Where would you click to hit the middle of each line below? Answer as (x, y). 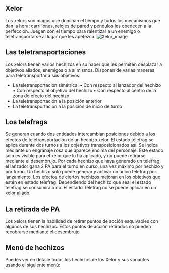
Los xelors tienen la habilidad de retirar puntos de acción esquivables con (82, 221)
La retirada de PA (33, 209)
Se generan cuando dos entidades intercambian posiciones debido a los (80, 134)
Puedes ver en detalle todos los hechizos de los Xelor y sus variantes (77, 260)
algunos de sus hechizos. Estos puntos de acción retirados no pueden (78, 227)
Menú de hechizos (35, 248)
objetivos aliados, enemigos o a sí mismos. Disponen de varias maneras (80, 70)
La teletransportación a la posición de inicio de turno (67, 106)
